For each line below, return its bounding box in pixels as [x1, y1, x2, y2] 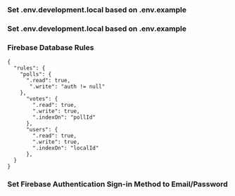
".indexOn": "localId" [32, 145, 99, 152]
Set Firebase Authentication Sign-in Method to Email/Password [7, 179, 228, 189]
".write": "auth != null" [29, 83, 106, 91]
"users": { [25, 126, 58, 133]
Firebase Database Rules [7, 42, 94, 52]
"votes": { [25, 96, 58, 103]
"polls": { [20, 71, 52, 78]
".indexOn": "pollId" [32, 114, 96, 121]
